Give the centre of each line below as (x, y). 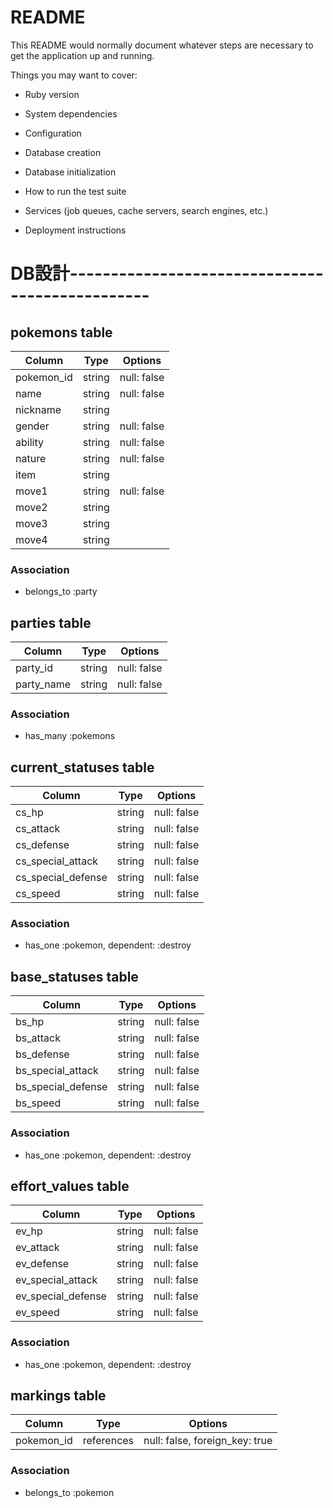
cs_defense (42, 845)
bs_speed (38, 1103)
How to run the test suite (75, 191)
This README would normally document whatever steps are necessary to (162, 45)
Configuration (53, 133)
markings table (58, 1396)
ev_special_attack (56, 1280)
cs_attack (38, 829)
